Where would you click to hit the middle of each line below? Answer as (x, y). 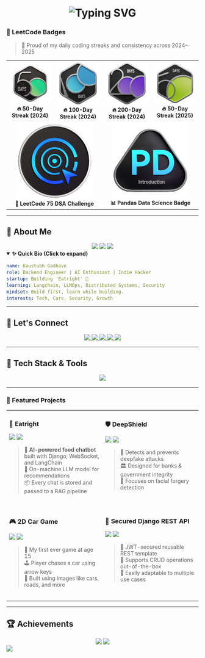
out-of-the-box (141, 566)
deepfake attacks (142, 459)
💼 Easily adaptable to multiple (157, 573)
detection (132, 488)
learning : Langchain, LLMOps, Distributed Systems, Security (86, 285)
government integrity (146, 475)
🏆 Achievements (40, 624)
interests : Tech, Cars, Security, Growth (60, 298)
